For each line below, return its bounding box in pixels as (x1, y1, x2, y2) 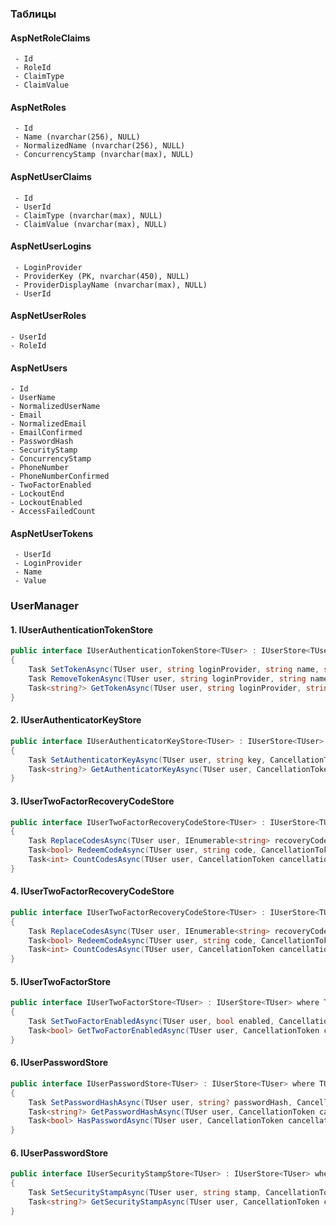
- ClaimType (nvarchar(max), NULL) (14, 210, 163, 221)
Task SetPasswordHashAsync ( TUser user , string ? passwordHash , (28, 1097, 293, 1107)
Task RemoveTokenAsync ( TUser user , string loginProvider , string (28, 674, 307, 684)
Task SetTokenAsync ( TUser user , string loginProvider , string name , (28, 665, 320, 675)
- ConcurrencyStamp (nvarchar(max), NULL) (14, 150, 195, 160)
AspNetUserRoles (10, 310, 87, 322)
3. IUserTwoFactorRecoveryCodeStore (10, 795, 175, 807)
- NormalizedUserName (10, 402, 101, 412)
